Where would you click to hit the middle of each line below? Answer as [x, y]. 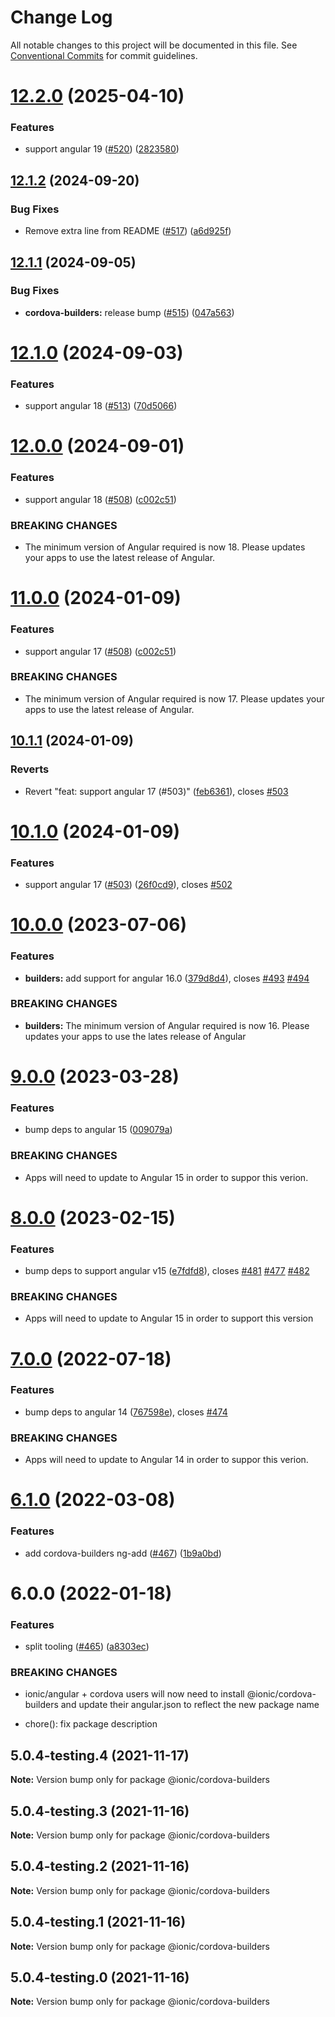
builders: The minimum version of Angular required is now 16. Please [167, 1025]
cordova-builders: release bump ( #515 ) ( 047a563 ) [129, 312]
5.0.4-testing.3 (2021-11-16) [100, 1811]
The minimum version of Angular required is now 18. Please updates [165, 547]
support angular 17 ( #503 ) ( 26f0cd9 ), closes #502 [128, 885]
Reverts [30, 769]
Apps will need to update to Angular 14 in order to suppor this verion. [166, 1460]
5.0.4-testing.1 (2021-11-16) [98, 1922]
